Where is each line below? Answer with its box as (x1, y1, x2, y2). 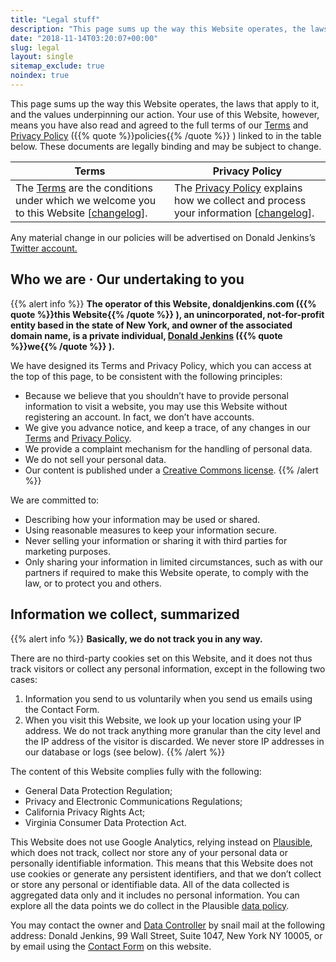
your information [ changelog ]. (173, 206, 315, 220)
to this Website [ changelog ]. (15, 206, 148, 220)
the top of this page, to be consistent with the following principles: (10, 370, 283, 382)
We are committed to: (10, 494, 100, 506)
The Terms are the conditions (15, 181, 154, 195)
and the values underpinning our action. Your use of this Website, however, (10, 108, 320, 120)
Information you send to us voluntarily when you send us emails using (24, 692, 313, 705)
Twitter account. (10, 242, 78, 254)
